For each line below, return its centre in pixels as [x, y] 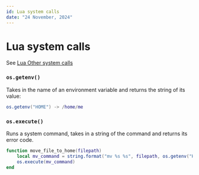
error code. [20, 139]
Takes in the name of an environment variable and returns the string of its [96, 90]
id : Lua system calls [33, 12]
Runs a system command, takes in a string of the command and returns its [97, 133]
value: [14, 96]
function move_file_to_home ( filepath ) [54, 151]
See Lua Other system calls [39, 63]
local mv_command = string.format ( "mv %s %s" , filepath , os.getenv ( [103, 156]
